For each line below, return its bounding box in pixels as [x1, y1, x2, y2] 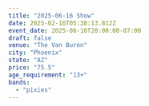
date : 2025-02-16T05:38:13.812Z [8, 19, 116, 27]
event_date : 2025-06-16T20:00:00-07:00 [8, 26, 142, 34]
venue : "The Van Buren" [8, 41, 88, 49]
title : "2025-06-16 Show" [8, 11, 95, 20]
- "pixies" [15, 85, 52, 94]
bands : [8, 78, 30, 86]
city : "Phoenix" [8, 49, 62, 57]
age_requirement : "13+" [8, 71, 88, 79]
